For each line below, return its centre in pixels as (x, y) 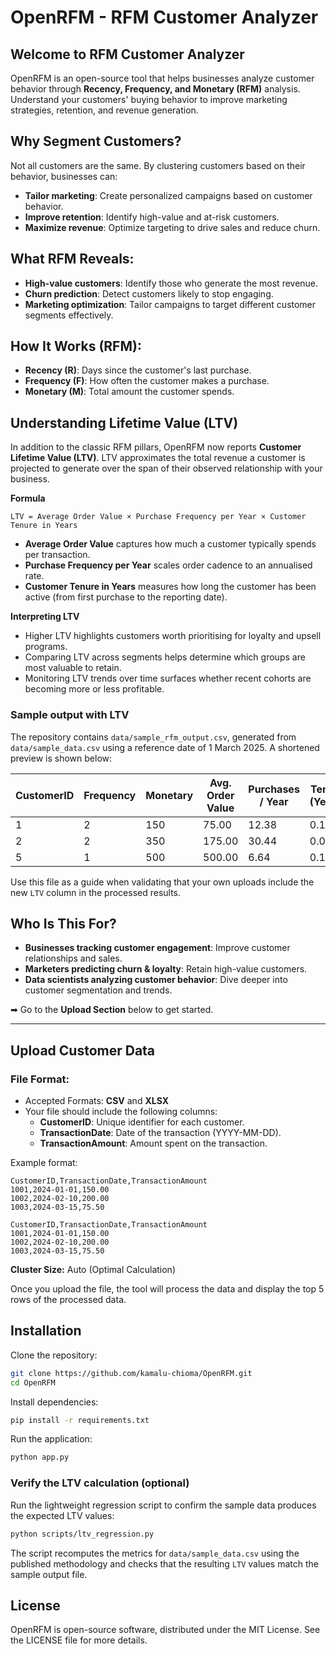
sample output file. (49, 1574)
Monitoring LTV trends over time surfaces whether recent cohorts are (168, 678)
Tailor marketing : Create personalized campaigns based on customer (168, 195)
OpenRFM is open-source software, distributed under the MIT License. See (165, 1630)
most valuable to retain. (73, 668)
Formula (28, 498)
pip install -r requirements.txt (80, 1420)
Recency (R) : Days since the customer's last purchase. (138, 370)
